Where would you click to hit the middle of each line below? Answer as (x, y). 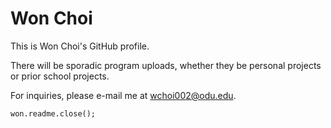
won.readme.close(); (53, 113)
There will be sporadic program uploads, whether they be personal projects (166, 65)
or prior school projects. (60, 76)
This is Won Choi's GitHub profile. (80, 46)
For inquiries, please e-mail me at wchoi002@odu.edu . (123, 95)
